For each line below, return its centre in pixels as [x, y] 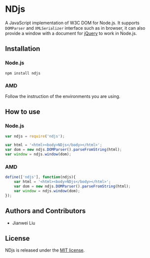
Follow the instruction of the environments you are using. [63, 96]
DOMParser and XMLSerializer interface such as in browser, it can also [75, 28]
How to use [23, 112]
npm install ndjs [23, 73]
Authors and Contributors [45, 211]
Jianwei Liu [24, 223]
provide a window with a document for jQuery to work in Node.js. [71, 33]
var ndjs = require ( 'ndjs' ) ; [35, 136]
